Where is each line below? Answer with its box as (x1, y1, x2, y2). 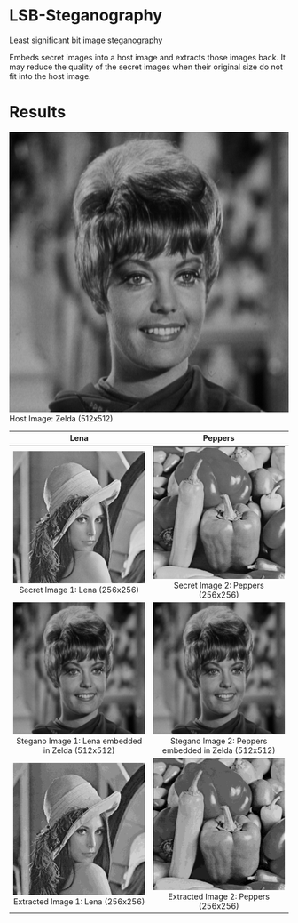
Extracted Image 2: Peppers (168, 891, 271, 903)
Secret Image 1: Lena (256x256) (19, 584, 140, 596)
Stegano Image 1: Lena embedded (16, 735, 143, 746)
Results (9, 102, 67, 123)
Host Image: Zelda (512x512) (9, 413, 114, 423)
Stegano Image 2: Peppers (169, 735, 268, 746)
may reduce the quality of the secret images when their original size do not (9, 61, 284, 72)
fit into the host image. (9, 70, 91, 81)
